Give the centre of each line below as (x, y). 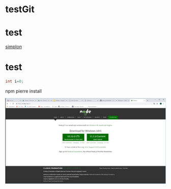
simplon (13, 47)
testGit (20, 9)
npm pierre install (24, 91)
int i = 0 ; (15, 82)
